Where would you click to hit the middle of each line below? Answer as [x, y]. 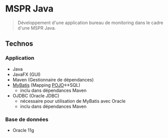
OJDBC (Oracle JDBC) [36, 95]
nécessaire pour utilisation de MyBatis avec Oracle [73, 101]
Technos [19, 44]
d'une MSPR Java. [37, 28]
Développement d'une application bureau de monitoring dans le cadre [90, 23]
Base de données [27, 119]
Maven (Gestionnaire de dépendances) [53, 80]
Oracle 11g [23, 130]
